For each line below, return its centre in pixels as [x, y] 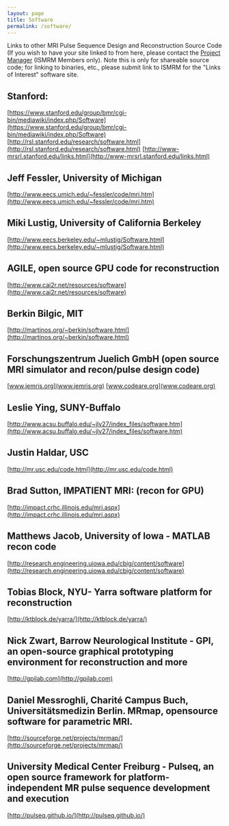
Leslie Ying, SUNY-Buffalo [64, 408]
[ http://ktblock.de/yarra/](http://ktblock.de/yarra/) [77, 619]
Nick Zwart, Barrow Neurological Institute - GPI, [110, 641]
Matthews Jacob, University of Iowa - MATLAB [109, 536]
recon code [32, 547]
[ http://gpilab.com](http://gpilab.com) [60, 679]
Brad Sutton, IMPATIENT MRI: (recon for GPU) [106, 491]
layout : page [26, 13]
